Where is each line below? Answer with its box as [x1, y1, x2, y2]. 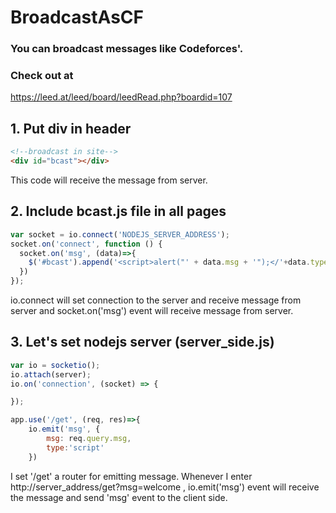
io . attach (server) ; [10, 369, 92, 380]
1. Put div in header [10, 120, 132, 137]
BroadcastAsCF [10, 6, 144, 29]
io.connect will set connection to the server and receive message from [10, 294, 302, 306]
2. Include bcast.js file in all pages [10, 203, 227, 220]
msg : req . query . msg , [46, 434, 132, 444]
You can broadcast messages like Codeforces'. [10, 42, 244, 56]
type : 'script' [46, 442, 105, 453]
